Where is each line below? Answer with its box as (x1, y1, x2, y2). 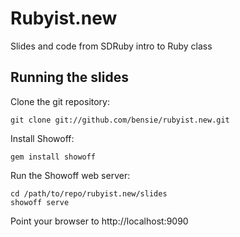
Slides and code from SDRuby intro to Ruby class (10, 40, 213, 52)
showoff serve (10, 197, 70, 207)
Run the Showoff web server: (10, 169, 131, 181)
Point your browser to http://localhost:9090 (10, 215, 189, 227)
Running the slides (10, 69, 129, 86)
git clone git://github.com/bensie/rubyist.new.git (10, 115, 230, 125)
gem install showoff (10, 152, 97, 162)
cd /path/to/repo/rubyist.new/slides (10, 188, 168, 199)
